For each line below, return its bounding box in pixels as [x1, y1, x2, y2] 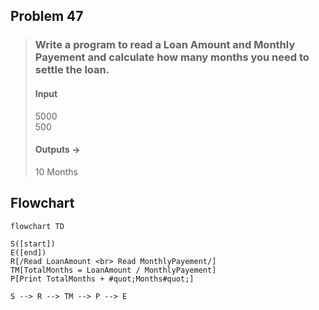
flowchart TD [10, 221, 65, 231]
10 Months [34, 165, 78, 178]
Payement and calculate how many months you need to [34, 50, 310, 64]
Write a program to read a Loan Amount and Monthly [34, 38, 296, 52]
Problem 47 [10, 8, 84, 25]
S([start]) [10, 239, 56, 249]
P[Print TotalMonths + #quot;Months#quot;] [10, 274, 195, 284]
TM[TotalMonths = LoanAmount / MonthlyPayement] [10, 265, 217, 275]
